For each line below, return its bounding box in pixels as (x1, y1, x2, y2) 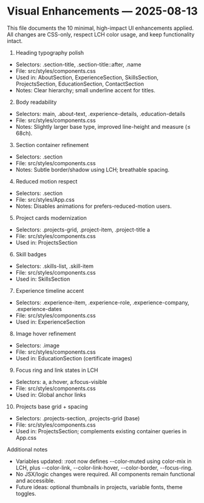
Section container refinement (15, 141, 89, 148)
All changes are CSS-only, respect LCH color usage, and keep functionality (7, 30, 195, 38)
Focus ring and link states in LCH (15, 366, 98, 374)
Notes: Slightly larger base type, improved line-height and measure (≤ (15, 123, 191, 130)
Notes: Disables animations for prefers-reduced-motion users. (15, 202, 172, 210)
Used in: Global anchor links (15, 391, 87, 399)
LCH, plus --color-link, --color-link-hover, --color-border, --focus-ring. (15, 464, 193, 471)
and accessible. (15, 477, 55, 484)
